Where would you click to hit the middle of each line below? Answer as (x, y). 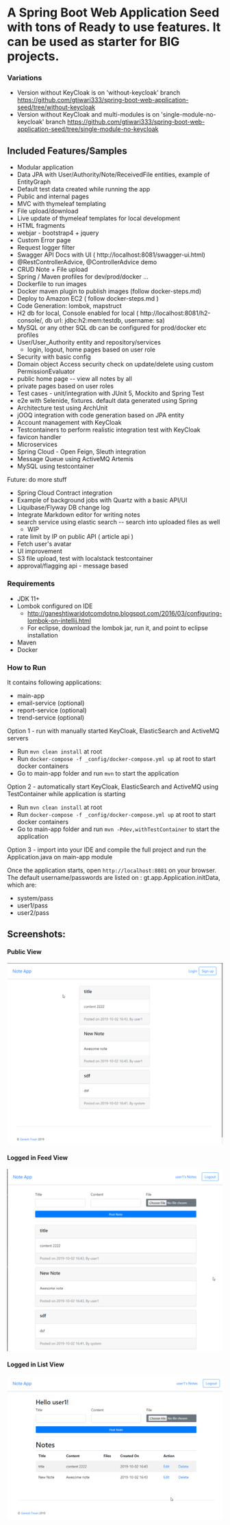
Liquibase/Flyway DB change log (63, 508)
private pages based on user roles (65, 386)
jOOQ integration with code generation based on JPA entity (101, 415)
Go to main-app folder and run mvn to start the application (98, 773)
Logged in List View (36, 1364)
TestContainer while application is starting (66, 793)
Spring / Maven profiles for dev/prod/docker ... (83, 277)
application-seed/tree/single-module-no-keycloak (88, 129)
